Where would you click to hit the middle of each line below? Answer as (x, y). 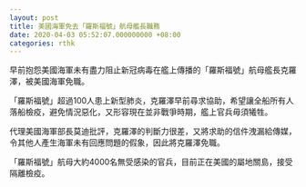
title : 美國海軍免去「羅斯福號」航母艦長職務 (85, 26)
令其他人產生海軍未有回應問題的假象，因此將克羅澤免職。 (117, 143)
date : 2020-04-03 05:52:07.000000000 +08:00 (95, 34)
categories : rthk (42, 43)
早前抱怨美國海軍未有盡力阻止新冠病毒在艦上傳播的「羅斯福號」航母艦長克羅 (153, 70)
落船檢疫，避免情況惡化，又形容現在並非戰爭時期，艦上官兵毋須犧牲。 (141, 112)
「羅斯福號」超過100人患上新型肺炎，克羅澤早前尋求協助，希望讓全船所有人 (152, 101)
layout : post (34, 18)
